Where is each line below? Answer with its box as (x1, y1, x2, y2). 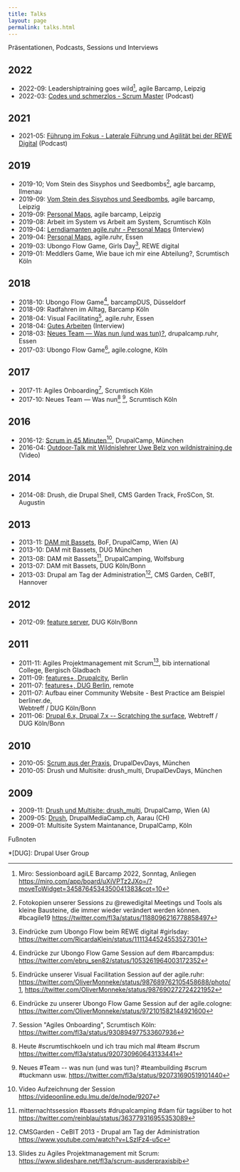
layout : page (8, 17, 47, 24)
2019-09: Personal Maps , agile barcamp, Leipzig (18, 210, 161, 218)
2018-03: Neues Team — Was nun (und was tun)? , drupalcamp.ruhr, (18, 329, 219, 338)
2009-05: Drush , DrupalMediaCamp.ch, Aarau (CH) (18, 814, 170, 822)
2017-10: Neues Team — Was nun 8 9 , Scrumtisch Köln (18, 394, 177, 403)
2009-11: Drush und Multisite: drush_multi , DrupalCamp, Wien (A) (18, 806, 211, 814)
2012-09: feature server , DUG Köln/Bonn (18, 617, 138, 626)
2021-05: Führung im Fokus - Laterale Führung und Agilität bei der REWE (18, 131, 232, 140)
